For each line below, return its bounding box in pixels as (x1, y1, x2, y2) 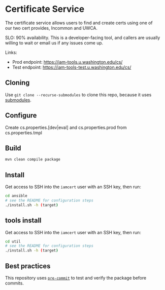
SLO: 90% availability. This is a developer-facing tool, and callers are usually (5, 35, 160, 41)
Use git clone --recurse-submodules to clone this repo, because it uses (5, 91, 152, 97)
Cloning (5, 79, 30, 87)
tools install (5, 216, 42, 225)
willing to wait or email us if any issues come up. (5, 40, 103, 45)
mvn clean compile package (5, 157, 61, 162)
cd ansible (5, 194, 28, 199)
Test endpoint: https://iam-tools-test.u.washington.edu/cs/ (12, 64, 132, 70)
